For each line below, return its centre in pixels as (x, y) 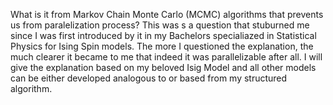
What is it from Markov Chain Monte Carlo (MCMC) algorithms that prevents (167, 14)
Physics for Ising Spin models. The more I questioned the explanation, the (162, 46)
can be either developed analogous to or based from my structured (149, 78)
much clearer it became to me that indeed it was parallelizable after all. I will (166, 57)
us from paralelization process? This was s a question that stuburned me (160, 25)
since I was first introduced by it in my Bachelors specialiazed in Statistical (163, 35)
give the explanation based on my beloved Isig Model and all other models (163, 67)
